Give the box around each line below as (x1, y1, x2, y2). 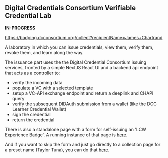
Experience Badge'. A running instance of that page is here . (5, 132, 128, 138)
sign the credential (12, 111, 51, 117)
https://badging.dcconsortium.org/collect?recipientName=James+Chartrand (5, 34, 163, 40)
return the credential (12, 117, 55, 123)
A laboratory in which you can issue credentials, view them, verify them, (5, 44, 154, 50)
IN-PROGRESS (5, 25, 36, 31)
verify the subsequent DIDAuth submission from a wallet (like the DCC (12, 101, 157, 107)
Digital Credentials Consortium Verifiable (5, 4, 136, 12)
